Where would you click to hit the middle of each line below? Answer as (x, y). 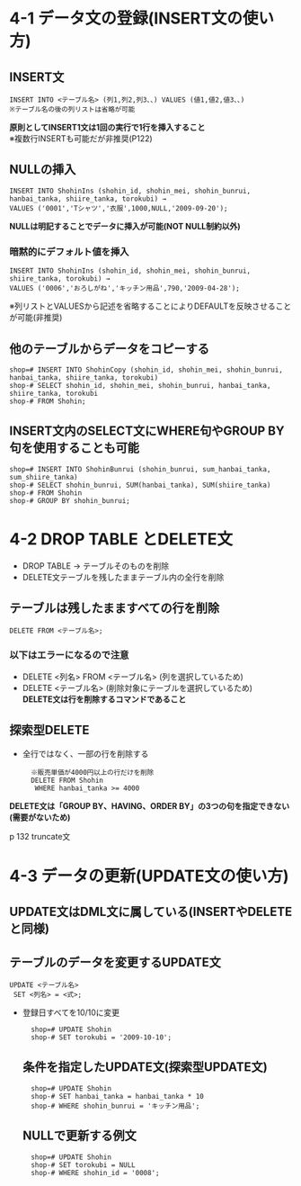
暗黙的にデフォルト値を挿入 (69, 251)
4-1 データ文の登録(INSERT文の (126, 18)
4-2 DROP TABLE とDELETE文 (121, 539)
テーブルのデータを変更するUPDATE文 (115, 962)
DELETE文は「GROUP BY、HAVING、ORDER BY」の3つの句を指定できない (150, 805)
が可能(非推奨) (36, 318)
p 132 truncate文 (40, 836)
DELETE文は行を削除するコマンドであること (104, 699)
